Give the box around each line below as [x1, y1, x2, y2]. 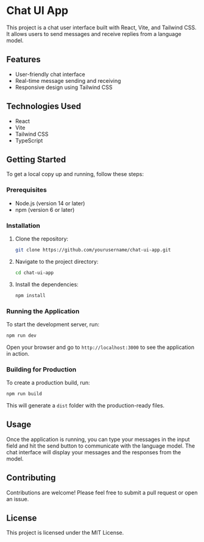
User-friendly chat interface [15, 71, 85, 78]
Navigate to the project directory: [15, 258, 99, 265]
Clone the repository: [15, 235, 69, 242]
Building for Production [6, 365, 77, 373]
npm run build [6, 391, 43, 397]
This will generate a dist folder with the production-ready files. [6, 401, 165, 409]
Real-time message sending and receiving [15, 77, 121, 84]
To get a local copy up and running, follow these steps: [6, 171, 144, 178]
